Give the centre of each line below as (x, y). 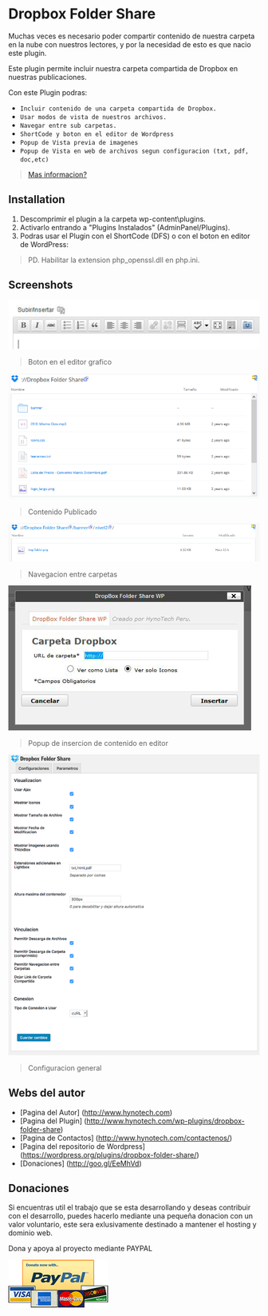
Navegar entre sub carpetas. (68, 126)
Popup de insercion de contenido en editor (98, 744)
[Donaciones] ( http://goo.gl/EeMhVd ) (81, 1163)
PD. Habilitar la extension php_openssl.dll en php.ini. (114, 260)
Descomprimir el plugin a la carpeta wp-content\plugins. (112, 219)
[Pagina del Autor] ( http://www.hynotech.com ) (96, 1112)
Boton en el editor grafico (70, 361)
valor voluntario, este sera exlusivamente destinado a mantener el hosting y (132, 1225)
